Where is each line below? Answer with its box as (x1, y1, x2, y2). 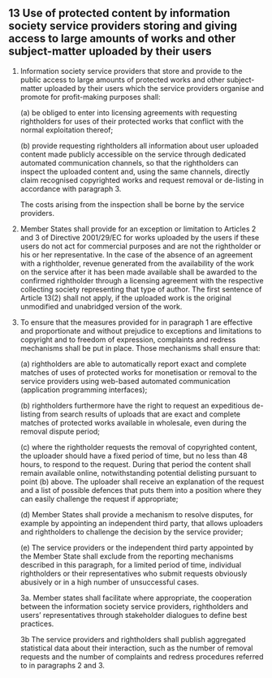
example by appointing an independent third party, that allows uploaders (19, 518, 264, 528)
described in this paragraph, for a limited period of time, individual (19, 559, 242, 569)
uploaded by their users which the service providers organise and (44, 83, 265, 93)
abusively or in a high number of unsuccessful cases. (19, 577, 199, 587)
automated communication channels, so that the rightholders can (19, 158, 239, 167)
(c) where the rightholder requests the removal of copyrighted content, (19, 442, 257, 451)
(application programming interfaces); (19, 385, 148, 395)
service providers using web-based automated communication (19, 376, 231, 386)
